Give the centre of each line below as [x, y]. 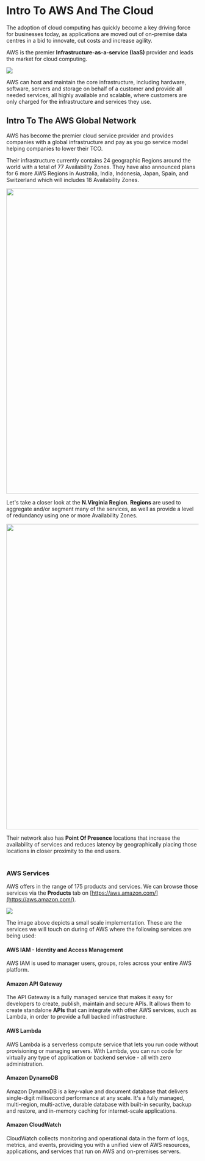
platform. [18, 970]
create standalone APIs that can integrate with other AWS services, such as [102, 1010]
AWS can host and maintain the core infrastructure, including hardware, [96, 82]
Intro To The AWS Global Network [71, 121]
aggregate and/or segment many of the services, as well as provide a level [100, 509]
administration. [25, 1064]
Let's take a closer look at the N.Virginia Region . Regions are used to [94, 502]
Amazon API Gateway [34, 983]
